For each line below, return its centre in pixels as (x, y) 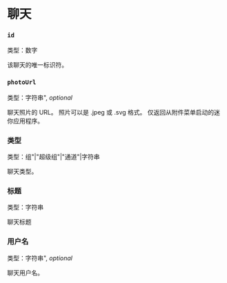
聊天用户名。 (25, 273)
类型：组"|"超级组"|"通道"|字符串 (53, 157)
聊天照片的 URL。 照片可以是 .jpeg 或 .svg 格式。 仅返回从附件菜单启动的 (111, 112)
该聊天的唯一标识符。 (37, 65)
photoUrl (22, 82)
